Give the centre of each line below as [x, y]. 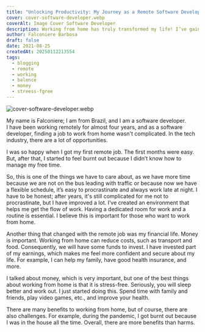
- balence [24, 80]
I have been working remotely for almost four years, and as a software [95, 127]
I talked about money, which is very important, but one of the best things [98, 278]
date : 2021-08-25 [28, 46]
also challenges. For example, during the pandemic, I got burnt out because [102, 316]
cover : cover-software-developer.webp [56, 18]
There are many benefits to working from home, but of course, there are [97, 309]
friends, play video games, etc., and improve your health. [78, 297]
